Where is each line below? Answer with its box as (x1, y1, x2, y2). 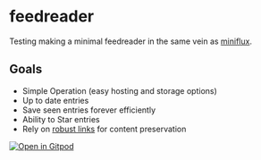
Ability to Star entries (21, 114, 100, 124)
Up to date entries (21, 95, 89, 105)
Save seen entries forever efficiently (21, 105, 156, 115)
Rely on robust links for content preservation (21, 123, 187, 134)
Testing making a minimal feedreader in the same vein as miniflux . (9, 36, 253, 46)
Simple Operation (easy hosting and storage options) (21, 85, 217, 96)
